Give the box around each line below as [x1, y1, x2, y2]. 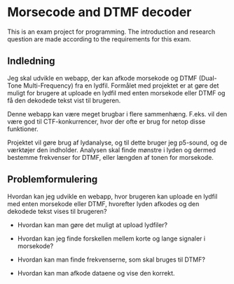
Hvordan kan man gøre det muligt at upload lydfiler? [17, 220, 168, 229]
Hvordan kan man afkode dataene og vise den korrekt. [17, 269, 175, 277]
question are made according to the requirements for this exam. [7, 34, 191, 43]
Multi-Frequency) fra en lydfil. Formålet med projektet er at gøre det [23, 81, 219, 90]
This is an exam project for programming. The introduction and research [7, 27, 216, 36]
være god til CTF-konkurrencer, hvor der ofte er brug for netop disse [7, 117, 205, 126]
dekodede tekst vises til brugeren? [7, 207, 107, 215]
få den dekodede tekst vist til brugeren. [7, 96, 121, 104]
